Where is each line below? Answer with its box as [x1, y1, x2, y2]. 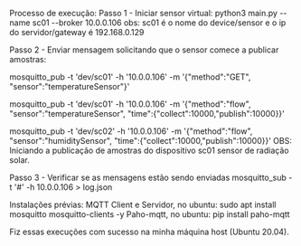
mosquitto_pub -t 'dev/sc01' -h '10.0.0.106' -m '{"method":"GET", [9, 71, 251, 82]
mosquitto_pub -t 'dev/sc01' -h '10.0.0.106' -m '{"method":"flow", [9, 99, 251, 109]
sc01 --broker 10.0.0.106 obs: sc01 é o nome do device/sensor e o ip [32, 17, 287, 28]
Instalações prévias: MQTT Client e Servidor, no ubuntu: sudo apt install [9, 199, 277, 210]
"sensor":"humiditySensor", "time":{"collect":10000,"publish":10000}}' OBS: [9, 136, 292, 146]
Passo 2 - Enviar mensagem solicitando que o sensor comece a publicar [9, 44, 279, 55]
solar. [9, 155, 30, 166]
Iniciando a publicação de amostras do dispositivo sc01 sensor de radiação [9, 145, 289, 156]
